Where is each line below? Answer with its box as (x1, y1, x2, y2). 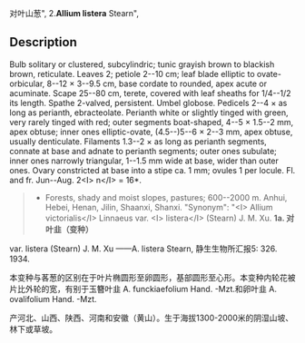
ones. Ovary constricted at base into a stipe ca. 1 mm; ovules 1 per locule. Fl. (9, 164, 296, 175)
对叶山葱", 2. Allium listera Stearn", (9, 8, 139, 18)
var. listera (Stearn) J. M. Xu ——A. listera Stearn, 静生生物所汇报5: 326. (9, 243, 278, 254)
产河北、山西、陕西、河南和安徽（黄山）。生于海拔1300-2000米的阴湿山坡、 (9, 312, 294, 323)
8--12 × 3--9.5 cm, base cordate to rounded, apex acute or (46, 78, 268, 89)
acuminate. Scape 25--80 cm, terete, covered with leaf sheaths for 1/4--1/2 (9, 87, 292, 98)
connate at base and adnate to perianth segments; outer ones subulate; (9, 145, 277, 156)
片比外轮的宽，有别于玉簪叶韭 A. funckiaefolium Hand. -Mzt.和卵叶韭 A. (9, 283, 277, 294)
